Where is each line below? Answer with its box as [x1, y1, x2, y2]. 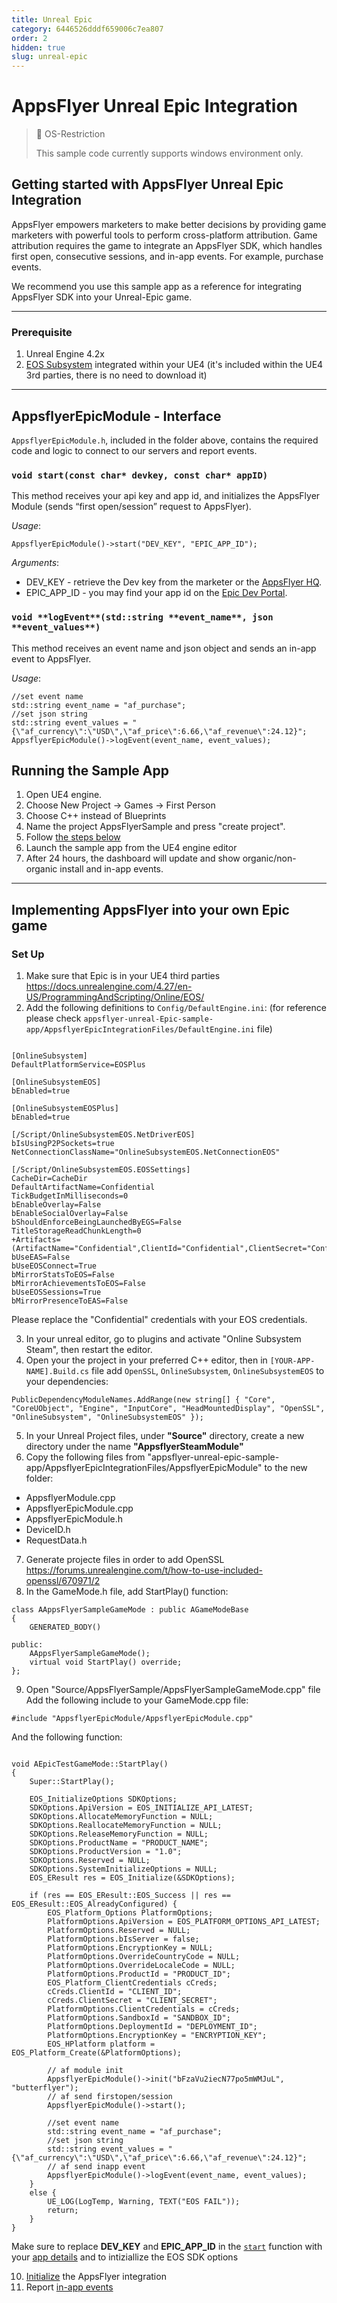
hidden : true [11, 42, 66, 53]
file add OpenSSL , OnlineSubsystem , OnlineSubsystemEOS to [90, 1365, 325, 1377]
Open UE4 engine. [25, 789, 103, 801]
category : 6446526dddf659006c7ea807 [11, 24, 164, 34]
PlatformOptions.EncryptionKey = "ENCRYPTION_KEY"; [47, 2031, 268, 2041]
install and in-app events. [59, 863, 164, 875]
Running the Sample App [11, 762, 169, 779]
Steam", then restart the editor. [25, 1344, 153, 1356]
